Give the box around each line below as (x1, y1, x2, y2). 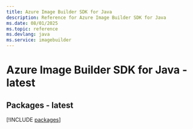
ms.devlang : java (6, 31, 50, 38)
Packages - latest (6, 100, 74, 110)
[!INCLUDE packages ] (6, 116, 61, 123)
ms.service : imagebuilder (6, 37, 71, 43)
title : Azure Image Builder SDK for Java (6, 8, 113, 15)
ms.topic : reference (6, 25, 59, 32)
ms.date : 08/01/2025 (6, 20, 59, 26)
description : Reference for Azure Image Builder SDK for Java (6, 15, 166, 21)
